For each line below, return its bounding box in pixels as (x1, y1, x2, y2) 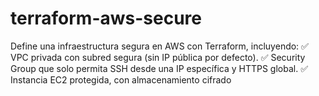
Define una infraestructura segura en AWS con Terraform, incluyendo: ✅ (10, 40, 309, 52)
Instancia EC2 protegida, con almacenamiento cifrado (10, 73, 232, 86)
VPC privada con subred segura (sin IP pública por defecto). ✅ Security (10, 51, 306, 63)
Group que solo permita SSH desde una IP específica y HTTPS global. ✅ (10, 62, 309, 74)
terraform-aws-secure (10, 7, 203, 30)
